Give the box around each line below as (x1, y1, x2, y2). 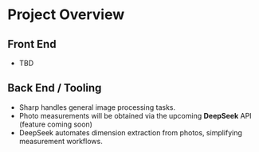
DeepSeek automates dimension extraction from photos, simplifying (18, 127, 242, 137)
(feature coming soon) (18, 119, 93, 129)
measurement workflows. (18, 136, 103, 146)
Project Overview (7, 6, 125, 24)
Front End (7, 37, 57, 51)
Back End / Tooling (7, 81, 102, 95)
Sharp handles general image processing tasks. (18, 102, 176, 112)
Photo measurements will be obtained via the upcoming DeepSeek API (18, 111, 252, 120)
